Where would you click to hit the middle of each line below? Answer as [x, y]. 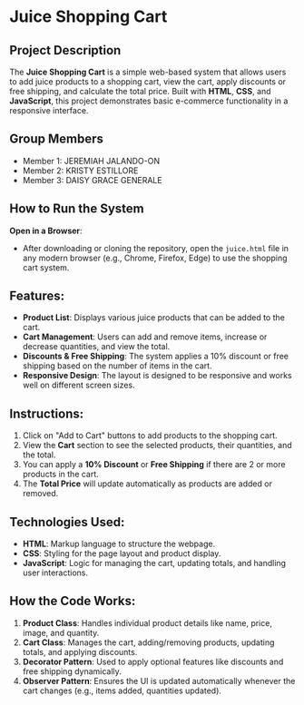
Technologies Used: [67, 522]
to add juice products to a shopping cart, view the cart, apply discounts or [148, 82]
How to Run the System [77, 209]
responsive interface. [49, 110]
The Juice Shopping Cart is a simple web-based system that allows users [148, 72]
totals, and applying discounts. [80, 651]
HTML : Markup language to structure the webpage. [119, 544]
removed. [40, 494]
